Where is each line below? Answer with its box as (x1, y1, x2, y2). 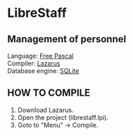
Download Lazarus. (17, 106, 74, 114)
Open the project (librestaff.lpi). (17, 113, 109, 121)
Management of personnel (7, 33, 127, 45)
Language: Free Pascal (7, 51, 74, 60)
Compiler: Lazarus (7, 59, 61, 68)
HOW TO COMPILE (7, 87, 91, 99)
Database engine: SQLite (7, 67, 80, 75)
